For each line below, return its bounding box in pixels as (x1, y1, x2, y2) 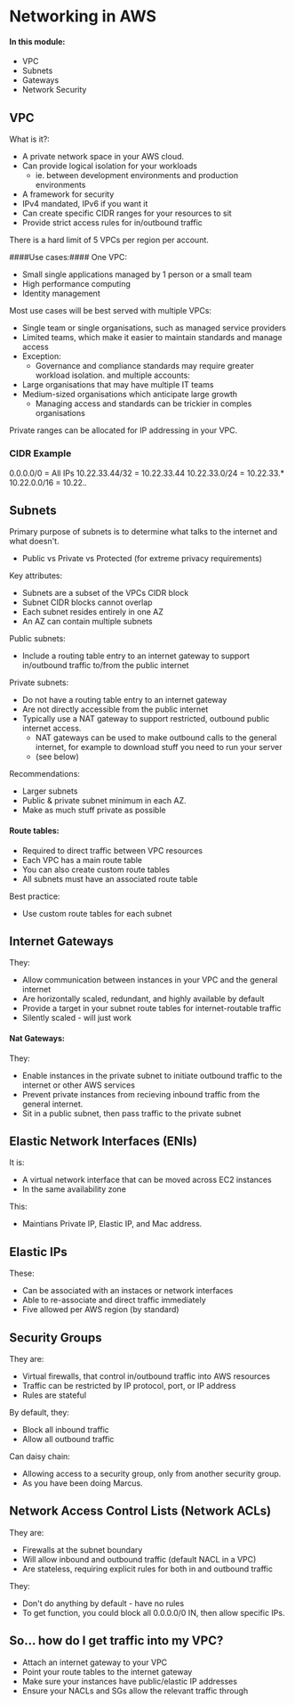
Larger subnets (21, 786, 78, 796)
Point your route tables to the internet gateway (21, 1666, 193, 1676)
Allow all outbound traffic (21, 1433, 115, 1444)
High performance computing (21, 279, 132, 290)
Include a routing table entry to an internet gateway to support (21, 650, 251, 661)
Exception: (21, 351, 61, 362)
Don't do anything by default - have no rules (21, 1597, 185, 1609)
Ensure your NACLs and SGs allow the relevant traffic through (21, 1685, 249, 1696)
